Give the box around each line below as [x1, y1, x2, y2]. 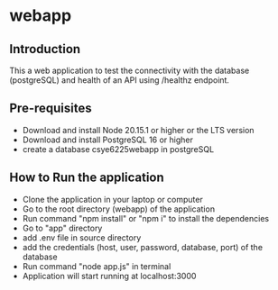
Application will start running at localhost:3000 [22, 270, 197, 281]
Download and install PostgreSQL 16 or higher [22, 134, 194, 145]
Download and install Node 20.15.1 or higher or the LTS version [22, 124, 255, 135]
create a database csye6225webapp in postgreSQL [22, 143, 215, 154]
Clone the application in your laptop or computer [22, 194, 203, 204]
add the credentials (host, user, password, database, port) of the [22, 241, 264, 252]
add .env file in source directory [22, 231, 142, 243]
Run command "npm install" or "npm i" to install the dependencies [22, 213, 269, 223]
